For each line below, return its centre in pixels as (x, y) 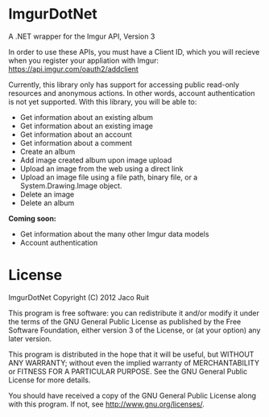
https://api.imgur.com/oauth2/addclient (73, 68)
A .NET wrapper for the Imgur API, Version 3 (82, 36)
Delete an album (47, 203)
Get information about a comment (76, 142)
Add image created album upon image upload (96, 160)
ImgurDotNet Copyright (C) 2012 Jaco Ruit (79, 297)
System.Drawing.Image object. (71, 185)
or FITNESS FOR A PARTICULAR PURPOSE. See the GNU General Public (128, 371)
